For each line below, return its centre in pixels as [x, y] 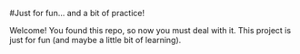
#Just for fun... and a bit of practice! [77, 13]
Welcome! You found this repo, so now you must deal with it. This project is [150, 30]
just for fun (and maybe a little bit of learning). [95, 40]
